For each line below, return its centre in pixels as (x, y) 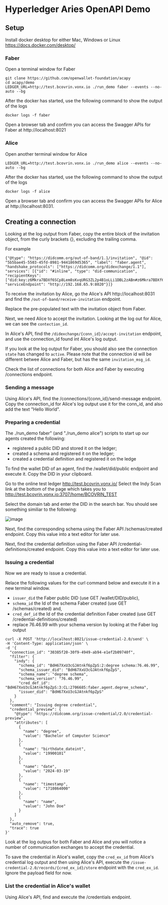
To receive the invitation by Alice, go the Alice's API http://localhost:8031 (80, 294)
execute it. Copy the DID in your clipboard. (49, 474)
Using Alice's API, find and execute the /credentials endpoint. (68, 897)
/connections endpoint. (29, 375)
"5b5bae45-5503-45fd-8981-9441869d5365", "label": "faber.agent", (76, 263)
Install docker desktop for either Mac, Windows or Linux (63, 40)
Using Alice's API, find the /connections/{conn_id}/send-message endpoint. (83, 398)
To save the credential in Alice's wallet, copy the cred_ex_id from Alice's (79, 857)
